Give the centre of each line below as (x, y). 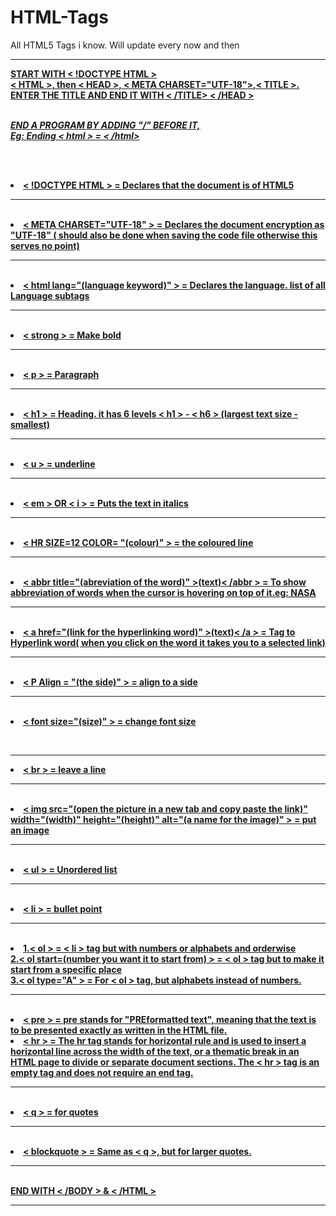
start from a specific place (66, 969)
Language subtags (50, 295)
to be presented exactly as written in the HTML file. (119, 1030)
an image (30, 830)
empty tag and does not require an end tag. (102, 1072)
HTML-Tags (59, 17)
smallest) (30, 424)
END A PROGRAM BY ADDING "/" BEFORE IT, (105, 125)
